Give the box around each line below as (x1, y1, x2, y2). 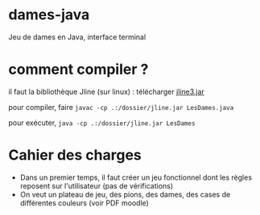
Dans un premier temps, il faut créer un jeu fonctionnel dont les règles (19, 172, 252, 182)
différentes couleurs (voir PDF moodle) (19, 198, 149, 208)
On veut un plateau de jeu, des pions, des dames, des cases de (19, 189, 231, 199)
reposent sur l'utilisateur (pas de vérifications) (19, 181, 174, 190)
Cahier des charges (8, 146, 142, 164)
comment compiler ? (8, 60, 149, 79)
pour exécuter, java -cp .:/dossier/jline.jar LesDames (8, 118, 196, 128)
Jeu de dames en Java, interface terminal (8, 32, 147, 42)
